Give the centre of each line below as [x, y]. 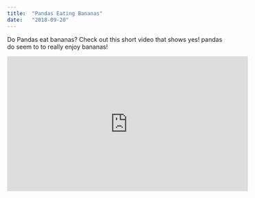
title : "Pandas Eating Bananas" [55, 13]
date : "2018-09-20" [38, 20]
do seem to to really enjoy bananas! [58, 47]
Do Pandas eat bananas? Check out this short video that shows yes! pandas [115, 39]
